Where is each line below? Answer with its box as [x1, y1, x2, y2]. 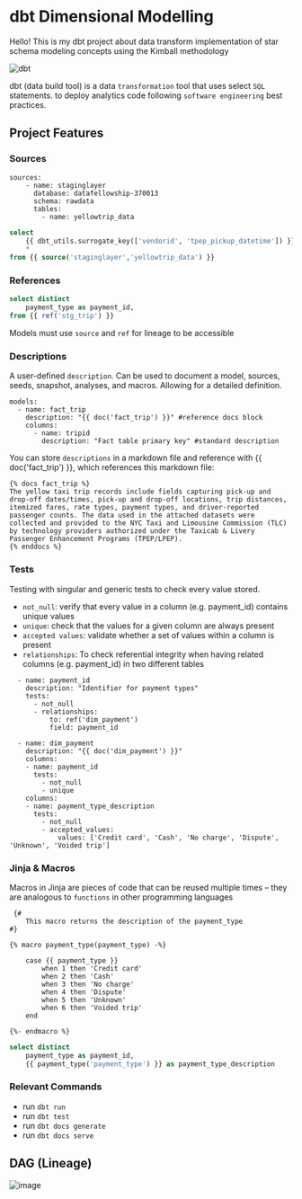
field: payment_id [49, 723, 119, 732]
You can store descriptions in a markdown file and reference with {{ [9, 452, 262, 464]
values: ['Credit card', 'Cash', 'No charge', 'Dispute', [57, 833, 280, 842]
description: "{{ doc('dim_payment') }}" [25, 746, 182, 756]
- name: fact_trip [17, 405, 87, 414]
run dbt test [22, 1110, 70, 1121]
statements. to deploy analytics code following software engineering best [9, 90, 283, 101]
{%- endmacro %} [9, 1026, 70, 1035]
